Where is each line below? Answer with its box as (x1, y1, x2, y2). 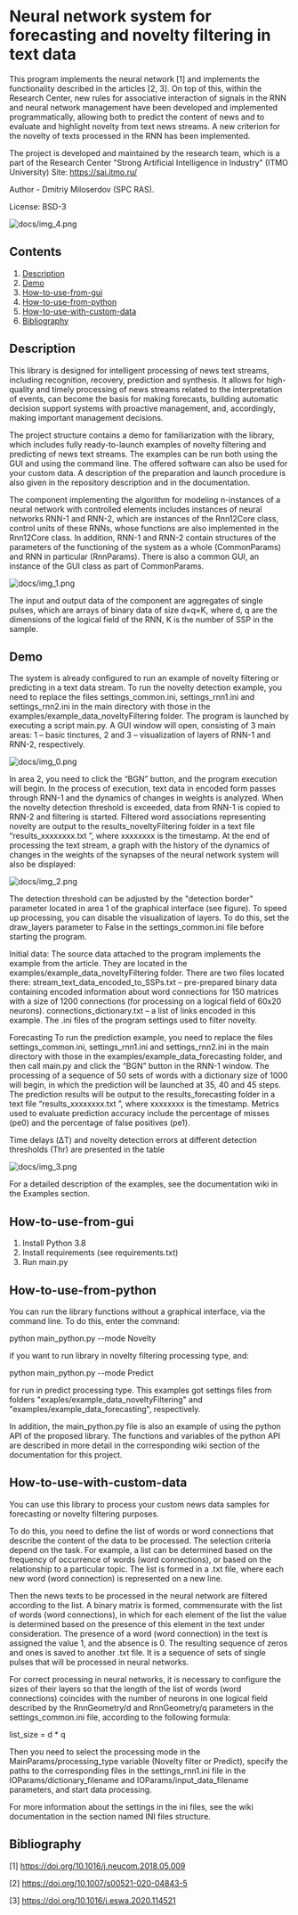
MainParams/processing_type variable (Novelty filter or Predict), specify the (9, 1755, 288, 1766)
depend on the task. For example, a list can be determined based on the (9, 1544, 273, 1555)
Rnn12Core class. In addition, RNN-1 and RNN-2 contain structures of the (9, 532, 277, 543)
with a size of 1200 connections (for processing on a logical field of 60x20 (9, 996, 282, 1007)
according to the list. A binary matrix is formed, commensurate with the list (9, 1599, 283, 1610)
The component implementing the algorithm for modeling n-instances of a (9, 494, 281, 505)
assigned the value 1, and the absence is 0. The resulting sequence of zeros (9, 1638, 288, 1648)
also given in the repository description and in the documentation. (9, 477, 251, 488)
